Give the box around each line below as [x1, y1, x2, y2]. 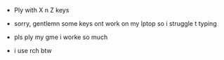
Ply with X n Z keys [13, 6, 70, 14]
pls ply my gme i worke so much [13, 33, 108, 41]
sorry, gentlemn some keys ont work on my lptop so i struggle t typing [13, 20, 217, 27]
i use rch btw [13, 47, 52, 54]
